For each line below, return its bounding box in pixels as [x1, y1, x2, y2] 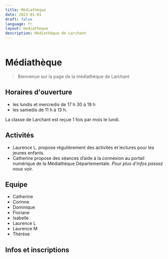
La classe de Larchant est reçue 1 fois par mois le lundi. [5, 116, 120, 122]
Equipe [5, 180, 28, 189]
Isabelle [12, 215, 29, 221]
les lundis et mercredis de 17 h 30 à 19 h [12, 101, 96, 107]
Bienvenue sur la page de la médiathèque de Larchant [17, 73, 130, 79]
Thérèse [12, 231, 30, 237]
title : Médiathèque [5, 7, 46, 13]
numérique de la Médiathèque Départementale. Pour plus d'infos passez [12, 160, 163, 166]
